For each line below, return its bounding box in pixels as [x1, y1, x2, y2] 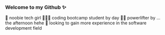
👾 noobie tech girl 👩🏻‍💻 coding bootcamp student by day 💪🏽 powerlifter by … [5, 15, 161, 21]
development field [5, 25, 42, 31]
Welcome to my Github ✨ [5, 4, 67, 11]
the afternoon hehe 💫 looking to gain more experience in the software [5, 20, 147, 26]
